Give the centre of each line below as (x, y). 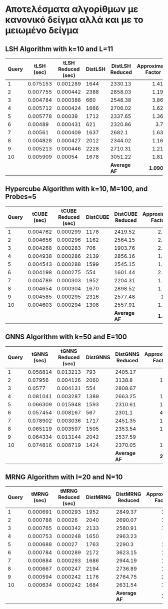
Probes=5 (21, 197)
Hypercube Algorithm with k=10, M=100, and (76, 189)
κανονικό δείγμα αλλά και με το (74, 20)
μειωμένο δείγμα (42, 30)
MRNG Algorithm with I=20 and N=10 (64, 477)
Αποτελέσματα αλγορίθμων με (72, 9)
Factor (153, 72)
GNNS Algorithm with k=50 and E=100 (66, 337)
